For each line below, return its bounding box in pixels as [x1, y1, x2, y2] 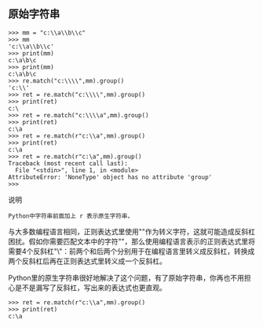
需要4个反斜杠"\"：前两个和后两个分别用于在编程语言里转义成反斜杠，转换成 [8, 246, 255, 255]
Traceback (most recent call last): [8, 160, 128, 167]
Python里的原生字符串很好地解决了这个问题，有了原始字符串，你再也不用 [8, 273, 245, 282]
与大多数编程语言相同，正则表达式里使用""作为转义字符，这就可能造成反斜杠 [8, 226, 256, 236]
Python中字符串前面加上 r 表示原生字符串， [8, 211, 133, 220]
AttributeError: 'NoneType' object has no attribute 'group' [8, 173, 213, 181]
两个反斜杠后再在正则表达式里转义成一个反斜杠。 [8, 256, 166, 266]
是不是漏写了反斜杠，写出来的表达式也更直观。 [14, 282, 166, 292]
